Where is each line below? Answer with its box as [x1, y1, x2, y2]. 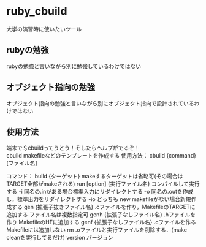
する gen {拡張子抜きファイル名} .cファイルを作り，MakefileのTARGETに [11, 203, 196, 211]
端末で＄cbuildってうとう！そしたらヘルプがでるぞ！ [6, 144, 140, 151]
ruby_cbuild [6, 4, 67, 18]
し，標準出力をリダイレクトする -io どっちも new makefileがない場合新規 [6, 196, 191, 203]
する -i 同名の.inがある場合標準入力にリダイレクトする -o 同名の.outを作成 [6, 188, 194, 196]
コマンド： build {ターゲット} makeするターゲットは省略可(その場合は [6, 173, 183, 180]
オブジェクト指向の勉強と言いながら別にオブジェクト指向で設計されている [6, 99, 194, 107]
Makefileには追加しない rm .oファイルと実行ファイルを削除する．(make [6, 226, 187, 234]
